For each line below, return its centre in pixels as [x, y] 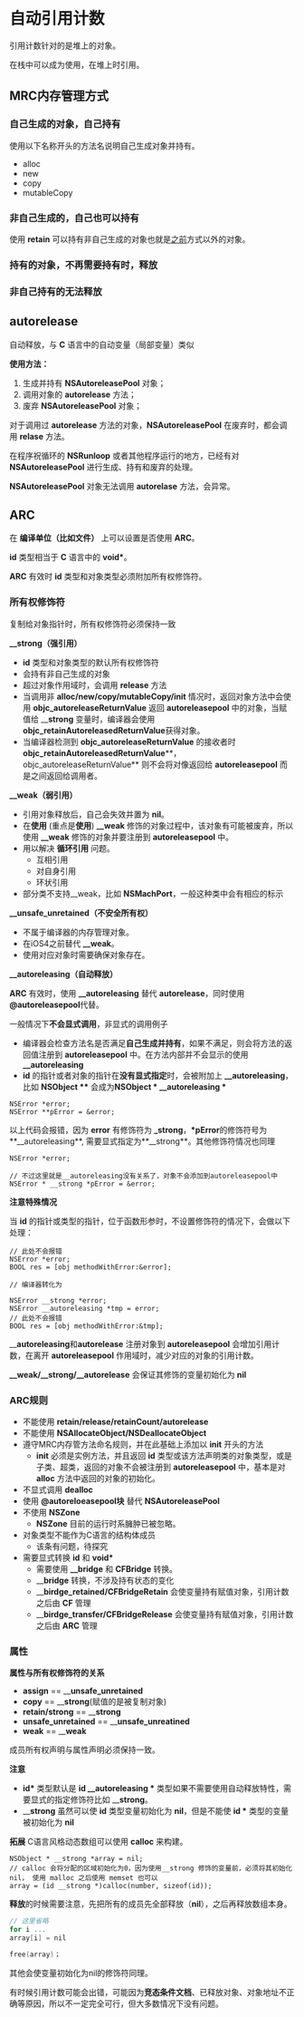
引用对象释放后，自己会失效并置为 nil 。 [96, 814]
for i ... [28, 1930]
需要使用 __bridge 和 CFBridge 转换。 [107, 1568]
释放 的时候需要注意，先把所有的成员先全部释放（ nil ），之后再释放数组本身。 [151, 1904]
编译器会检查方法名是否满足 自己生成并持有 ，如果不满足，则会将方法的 [153, 1042]
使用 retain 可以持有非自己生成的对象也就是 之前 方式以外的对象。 [130, 239]
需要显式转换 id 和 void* [68, 1557]
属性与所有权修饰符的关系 [57, 1673]
